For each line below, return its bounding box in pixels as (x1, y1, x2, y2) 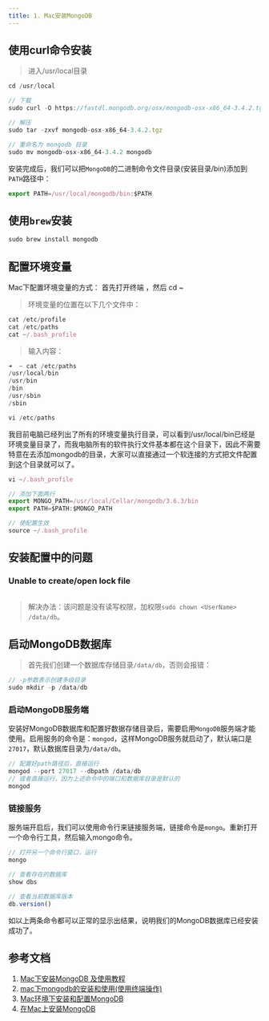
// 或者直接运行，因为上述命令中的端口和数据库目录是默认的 (8, 775, 180, 783)
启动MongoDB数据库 (8, 638, 112, 651)
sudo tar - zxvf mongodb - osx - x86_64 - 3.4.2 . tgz (8, 126, 163, 134)
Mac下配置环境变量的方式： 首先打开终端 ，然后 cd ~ (8, 282, 184, 292)
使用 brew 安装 (8, 213, 72, 227)
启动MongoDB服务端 (8, 704, 90, 715)
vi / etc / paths (8, 414, 56, 422)
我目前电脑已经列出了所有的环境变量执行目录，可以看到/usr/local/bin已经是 (8, 429, 256, 439)
